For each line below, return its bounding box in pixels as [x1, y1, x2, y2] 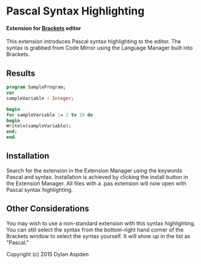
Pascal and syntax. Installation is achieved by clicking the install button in [6, 173, 188, 180]
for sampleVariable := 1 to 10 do [6, 112, 94, 118]
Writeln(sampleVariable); [6, 123, 71, 129]
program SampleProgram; [6, 84, 66, 90]
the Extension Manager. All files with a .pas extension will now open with [6, 180, 187, 187]
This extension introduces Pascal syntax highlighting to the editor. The [6, 38, 181, 45]
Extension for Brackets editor [6, 24, 81, 31]
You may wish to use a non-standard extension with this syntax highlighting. [6, 219, 196, 227]
